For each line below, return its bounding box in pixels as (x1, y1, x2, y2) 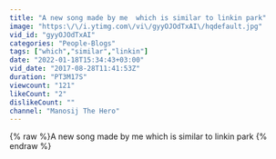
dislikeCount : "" (9, 97, 76, 107)
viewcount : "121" (9, 81, 76, 90)
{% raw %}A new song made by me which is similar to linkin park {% (9, 131, 268, 142)
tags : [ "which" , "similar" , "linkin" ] (9, 47, 148, 56)
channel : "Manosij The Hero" (9, 106, 120, 115)
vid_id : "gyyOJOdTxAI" (9, 30, 96, 39)
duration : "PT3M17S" (9, 73, 88, 82)
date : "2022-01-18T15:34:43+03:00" (9, 55, 145, 65)
